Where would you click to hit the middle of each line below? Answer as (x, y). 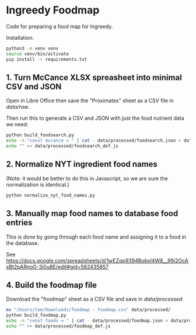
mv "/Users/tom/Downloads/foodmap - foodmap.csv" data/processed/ (88, 310)
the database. (23, 243)
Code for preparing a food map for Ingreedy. (60, 26)
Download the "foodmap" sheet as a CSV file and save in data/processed (94, 299)
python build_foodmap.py (36, 315)
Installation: (20, 37)
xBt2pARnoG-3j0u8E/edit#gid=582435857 (57, 267)
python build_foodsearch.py (40, 135)
